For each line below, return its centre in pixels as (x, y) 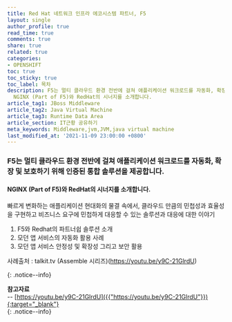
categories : (24, 59)
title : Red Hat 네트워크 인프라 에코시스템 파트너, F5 (77, 13)
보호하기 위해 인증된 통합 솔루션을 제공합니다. (94, 171)
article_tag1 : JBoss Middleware (54, 104)
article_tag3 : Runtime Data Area (55, 116)
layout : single (29, 20)
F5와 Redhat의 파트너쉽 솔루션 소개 (65, 229)
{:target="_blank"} (33, 304)
